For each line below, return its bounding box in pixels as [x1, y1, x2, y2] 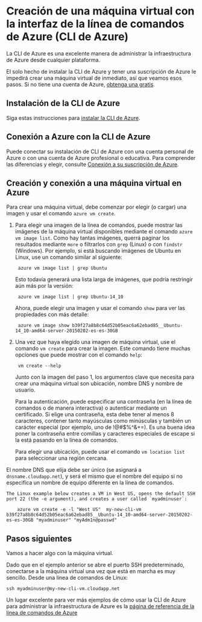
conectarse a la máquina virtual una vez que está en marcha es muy [6, 568, 176, 575]
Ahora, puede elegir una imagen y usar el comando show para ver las [14, 305, 186, 312]
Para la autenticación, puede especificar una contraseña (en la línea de [14, 398, 192, 405]
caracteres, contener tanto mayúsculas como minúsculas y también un [14, 417, 191, 425]
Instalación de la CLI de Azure [6, 98, 121, 109]
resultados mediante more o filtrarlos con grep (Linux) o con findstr [14, 241, 183, 248]
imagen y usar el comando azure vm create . [6, 210, 116, 217]
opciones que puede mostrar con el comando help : [14, 351, 143, 358]
